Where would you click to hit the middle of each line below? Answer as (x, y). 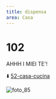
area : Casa (20, 18)
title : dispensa (26, 12)
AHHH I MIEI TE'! (27, 64)
